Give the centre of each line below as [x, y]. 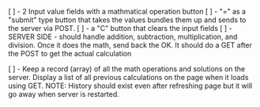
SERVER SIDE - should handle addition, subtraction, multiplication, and [123, 36]
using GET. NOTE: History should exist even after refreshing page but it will [130, 86]
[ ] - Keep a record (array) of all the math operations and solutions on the [127, 69]
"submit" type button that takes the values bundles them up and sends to [127, 20]
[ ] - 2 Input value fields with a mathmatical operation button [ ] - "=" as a [127, 11]
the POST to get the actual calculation [70, 53]
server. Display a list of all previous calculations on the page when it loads [128, 77]
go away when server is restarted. [64, 94]
